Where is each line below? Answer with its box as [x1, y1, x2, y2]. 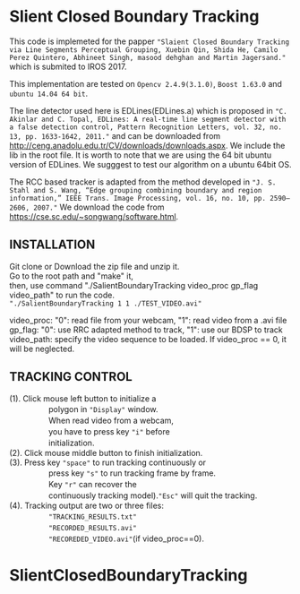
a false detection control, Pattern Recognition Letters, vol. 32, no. [9, 123, 282, 132]
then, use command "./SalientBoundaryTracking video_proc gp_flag [9, 280, 259, 290]
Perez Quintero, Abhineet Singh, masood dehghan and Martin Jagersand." [9, 53, 287, 62]
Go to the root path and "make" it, [9, 271, 134, 281]
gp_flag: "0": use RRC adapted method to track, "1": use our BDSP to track [9, 324, 284, 335]
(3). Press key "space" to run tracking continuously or [9, 457, 207, 468]
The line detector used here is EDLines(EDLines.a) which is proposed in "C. [9, 105, 288, 116]
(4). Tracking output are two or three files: [9, 500, 164, 511]
